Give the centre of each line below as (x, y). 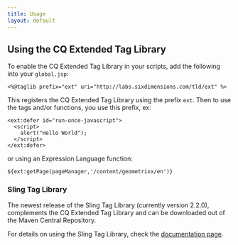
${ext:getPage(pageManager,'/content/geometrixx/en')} (90, 172)
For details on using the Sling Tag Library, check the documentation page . (115, 234)
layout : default (31, 21)
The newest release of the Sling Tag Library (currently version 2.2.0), (108, 205)
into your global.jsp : (38, 74)
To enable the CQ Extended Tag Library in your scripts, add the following (114, 66)
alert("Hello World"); (54, 133)
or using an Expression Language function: (70, 159)
